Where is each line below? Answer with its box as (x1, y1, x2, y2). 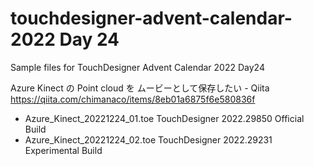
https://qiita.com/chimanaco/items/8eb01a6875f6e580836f (10, 93, 256, 105)
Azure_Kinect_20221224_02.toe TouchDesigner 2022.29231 (24, 133, 273, 146)
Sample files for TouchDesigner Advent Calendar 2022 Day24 (10, 61, 265, 73)
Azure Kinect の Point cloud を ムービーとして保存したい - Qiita (10, 82, 270, 94)
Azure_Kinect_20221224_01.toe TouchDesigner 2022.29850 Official (24, 112, 305, 124)
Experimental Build (24, 144, 103, 156)
